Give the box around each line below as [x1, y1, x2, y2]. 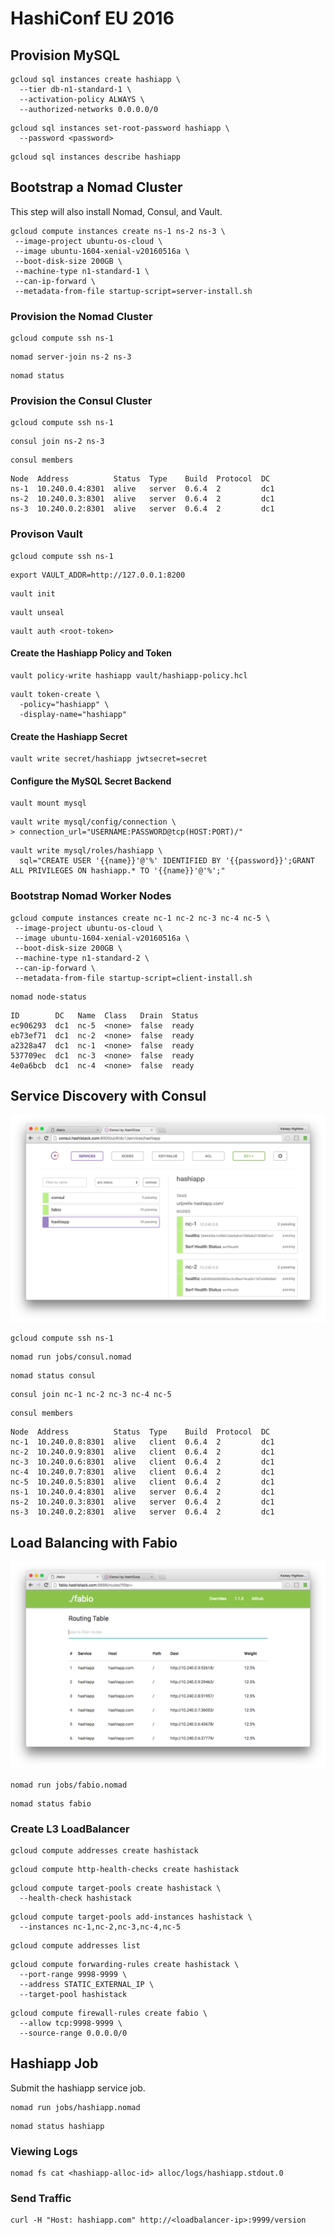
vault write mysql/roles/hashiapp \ [10, 846, 163, 856]
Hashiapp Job [10, 2055, 99, 2072]
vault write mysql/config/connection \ [10, 817, 177, 827]
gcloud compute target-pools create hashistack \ [10, 1883, 222, 1893]
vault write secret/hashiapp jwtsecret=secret [10, 754, 208, 764]
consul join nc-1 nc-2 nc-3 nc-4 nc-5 [10, 1390, 172, 1400]
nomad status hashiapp [10, 2121, 105, 2131]
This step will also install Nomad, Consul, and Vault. [10, 205, 223, 217]
